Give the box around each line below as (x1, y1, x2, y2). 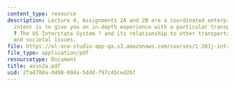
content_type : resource (7, 10, 77, 18)
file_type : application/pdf (7, 50, 90, 57)
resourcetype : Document (7, 56, 77, 63)
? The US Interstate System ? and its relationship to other (13, 29, 196, 37)
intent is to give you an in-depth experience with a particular (13, 23, 208, 30)
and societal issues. (13, 36, 77, 43)
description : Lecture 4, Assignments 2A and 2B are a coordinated (7, 17, 205, 24)
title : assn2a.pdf (7, 62, 61, 69)
